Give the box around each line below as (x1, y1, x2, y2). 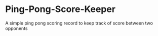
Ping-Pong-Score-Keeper (5, 3, 115, 15)
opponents (5, 25, 28, 31)
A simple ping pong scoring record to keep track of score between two (5, 20, 153, 26)
